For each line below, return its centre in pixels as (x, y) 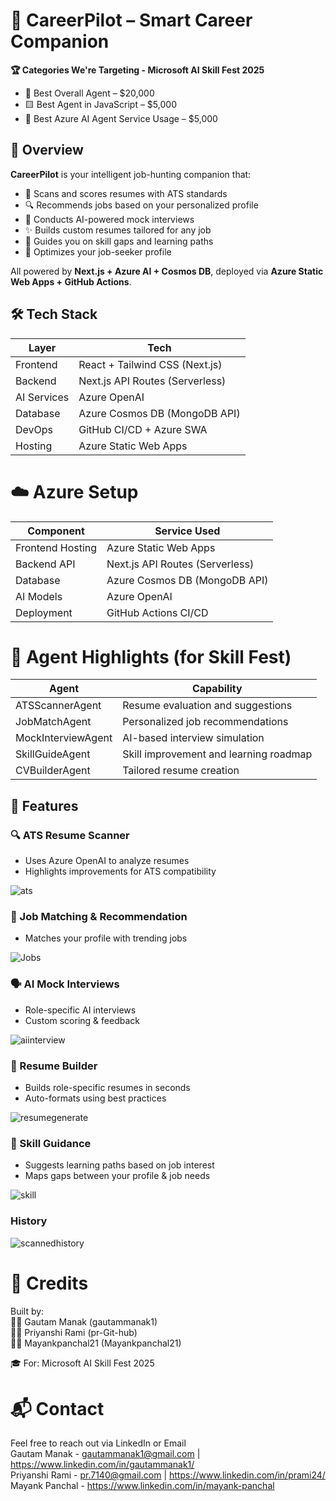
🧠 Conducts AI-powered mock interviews (109, 219)
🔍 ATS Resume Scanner (70, 835)
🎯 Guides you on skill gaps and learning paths (119, 241)
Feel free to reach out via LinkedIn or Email (98, 1443)
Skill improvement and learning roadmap (217, 754)
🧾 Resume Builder (54, 1066)
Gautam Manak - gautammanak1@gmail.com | (105, 1454)
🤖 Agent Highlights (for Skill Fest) (151, 656)
